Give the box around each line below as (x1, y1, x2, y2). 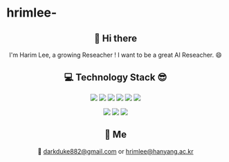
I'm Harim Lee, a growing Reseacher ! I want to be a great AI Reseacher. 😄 (9, 51, 222, 59)
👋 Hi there (93, 33, 138, 44)
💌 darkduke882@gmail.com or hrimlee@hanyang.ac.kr (37, 147, 194, 155)
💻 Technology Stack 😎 (64, 71, 167, 84)
